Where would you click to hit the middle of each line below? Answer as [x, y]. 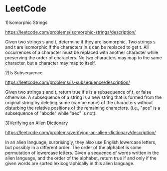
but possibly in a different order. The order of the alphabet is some [74, 147]
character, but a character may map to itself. [51, 63]
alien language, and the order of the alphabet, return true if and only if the [81, 158]
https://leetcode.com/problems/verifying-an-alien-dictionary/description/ [81, 132]
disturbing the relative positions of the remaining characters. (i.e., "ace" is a [83, 108]
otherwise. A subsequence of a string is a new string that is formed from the [83, 97]
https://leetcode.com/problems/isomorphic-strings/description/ [71, 32]
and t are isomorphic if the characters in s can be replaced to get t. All [77, 47]
